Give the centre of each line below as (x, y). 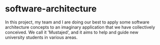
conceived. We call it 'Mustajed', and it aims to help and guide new (72, 32)
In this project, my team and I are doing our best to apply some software (77, 22)
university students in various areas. (41, 37)
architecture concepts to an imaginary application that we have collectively (80, 27)
